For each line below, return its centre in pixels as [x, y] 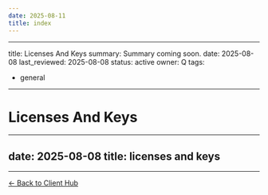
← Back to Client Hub [43, 183]
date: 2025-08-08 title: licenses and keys [114, 156]
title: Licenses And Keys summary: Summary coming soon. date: [114, 54]
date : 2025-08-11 [37, 16]
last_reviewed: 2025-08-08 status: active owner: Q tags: [112, 62]
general [32, 78]
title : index [30, 23]
